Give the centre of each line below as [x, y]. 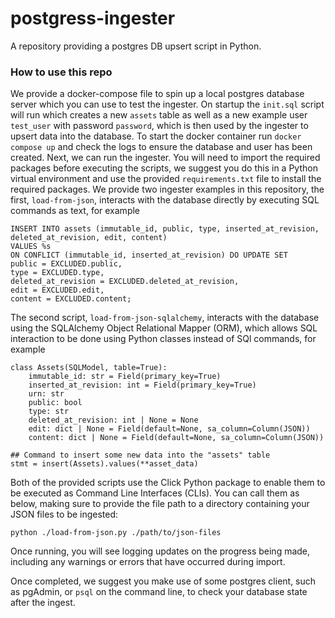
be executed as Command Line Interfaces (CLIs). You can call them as [155, 493]
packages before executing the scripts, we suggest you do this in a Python [164, 168]
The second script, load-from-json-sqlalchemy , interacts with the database [165, 318]
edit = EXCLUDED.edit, [57, 290]
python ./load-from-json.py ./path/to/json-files [116, 533]
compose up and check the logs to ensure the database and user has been [161, 147]
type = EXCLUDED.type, [57, 273]
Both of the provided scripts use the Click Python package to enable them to [168, 483]
